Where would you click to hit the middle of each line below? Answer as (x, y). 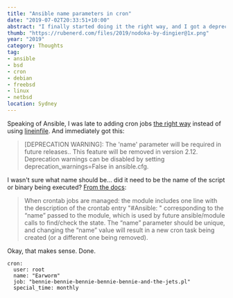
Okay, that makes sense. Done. (51, 251)
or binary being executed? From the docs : (67, 187)
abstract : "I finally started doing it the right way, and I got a (107, 26)
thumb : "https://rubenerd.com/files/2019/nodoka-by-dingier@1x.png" (108, 33)
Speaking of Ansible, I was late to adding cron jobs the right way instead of (114, 123)
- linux (18, 91)
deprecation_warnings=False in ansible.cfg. (86, 166)
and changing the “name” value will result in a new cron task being (119, 230)
